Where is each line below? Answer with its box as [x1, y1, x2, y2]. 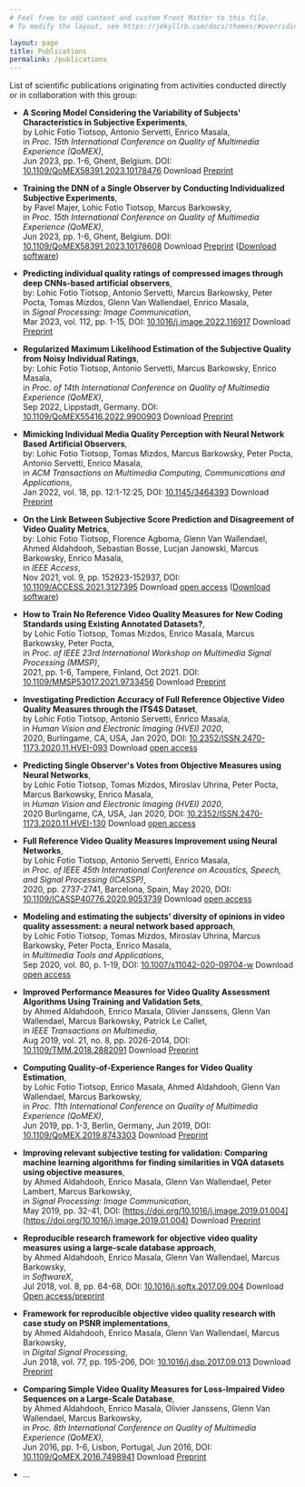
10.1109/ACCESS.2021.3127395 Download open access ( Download [22, 582, 271, 593]
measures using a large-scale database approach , [22, 1242, 216, 1253]
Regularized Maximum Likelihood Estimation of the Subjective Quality [22, 344, 292, 354]
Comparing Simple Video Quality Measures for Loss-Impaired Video [22, 1383, 285, 1395]
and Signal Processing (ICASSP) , [22, 874, 147, 885]
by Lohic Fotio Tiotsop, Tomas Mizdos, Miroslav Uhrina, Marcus [22, 931, 261, 942]
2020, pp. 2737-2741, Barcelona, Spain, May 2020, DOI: [22, 883, 231, 895]
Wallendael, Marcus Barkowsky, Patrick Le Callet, [22, 1015, 208, 1027]
